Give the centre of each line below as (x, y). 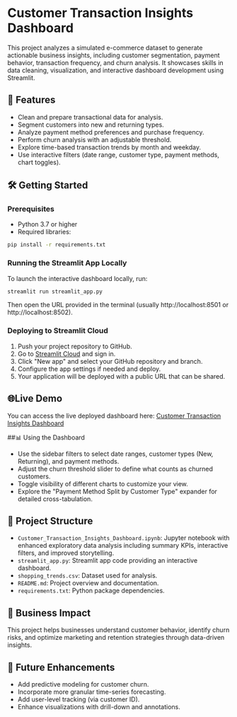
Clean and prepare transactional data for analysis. (90, 117)
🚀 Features (31, 100)
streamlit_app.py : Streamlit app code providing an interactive (108, 561)
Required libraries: (44, 232)
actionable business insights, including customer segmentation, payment (114, 55)
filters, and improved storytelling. (66, 553)
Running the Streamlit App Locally (67, 263)
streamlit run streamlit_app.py (55, 292)
